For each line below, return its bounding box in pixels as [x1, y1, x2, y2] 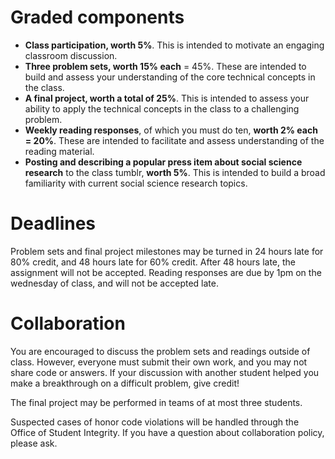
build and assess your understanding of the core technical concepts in [24, 71, 316, 83]
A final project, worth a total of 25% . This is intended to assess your [24, 92, 310, 104]
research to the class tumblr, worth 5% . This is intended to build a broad [24, 166, 326, 178]
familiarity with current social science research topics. [24, 177, 248, 189]
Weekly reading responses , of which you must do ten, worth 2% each [24, 124, 318, 136]
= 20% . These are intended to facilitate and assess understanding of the [24, 134, 325, 146]
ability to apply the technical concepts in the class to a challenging [24, 102, 300, 115]
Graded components [10, 6, 185, 29]
